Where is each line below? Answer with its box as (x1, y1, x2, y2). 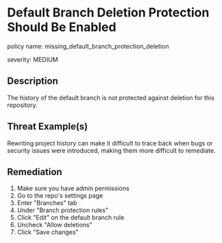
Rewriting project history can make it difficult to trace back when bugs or (7, 139, 213, 147)
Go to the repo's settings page (16, 192, 103, 200)
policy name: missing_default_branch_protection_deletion (7, 42, 169, 50)
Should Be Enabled (7, 19, 116, 35)
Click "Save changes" (16, 228, 79, 236)
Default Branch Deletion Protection (7, 5, 210, 21)
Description (7, 76, 58, 87)
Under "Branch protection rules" (16, 206, 108, 214)
